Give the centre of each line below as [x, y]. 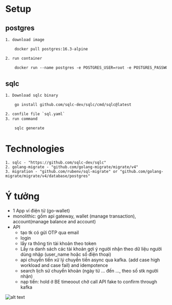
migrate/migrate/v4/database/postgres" [48, 176]
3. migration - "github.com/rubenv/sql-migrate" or [61, 171]
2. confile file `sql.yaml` [35, 114]
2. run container [24, 58]
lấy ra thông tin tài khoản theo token [58, 243]
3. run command [21, 119]
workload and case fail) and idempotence [64, 265]
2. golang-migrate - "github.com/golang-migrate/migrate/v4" [72, 167]
